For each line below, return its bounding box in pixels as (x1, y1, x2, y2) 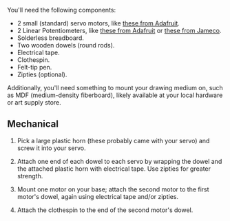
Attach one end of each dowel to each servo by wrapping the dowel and (17, 157, 222, 165)
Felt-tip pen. (17, 63, 52, 71)
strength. (17, 171, 43, 180)
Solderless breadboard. (17, 34, 85, 42)
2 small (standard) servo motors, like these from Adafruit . (17, 19, 180, 27)
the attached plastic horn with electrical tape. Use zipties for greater (17, 165, 211, 173)
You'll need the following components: (7, 6, 116, 14)
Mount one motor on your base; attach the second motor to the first (17, 185, 209, 193)
